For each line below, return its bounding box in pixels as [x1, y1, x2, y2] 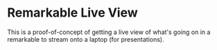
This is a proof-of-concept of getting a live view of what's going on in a [7, 28, 211, 36]
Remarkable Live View [7, 5, 139, 21]
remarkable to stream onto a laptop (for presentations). [7, 35, 164, 43]
